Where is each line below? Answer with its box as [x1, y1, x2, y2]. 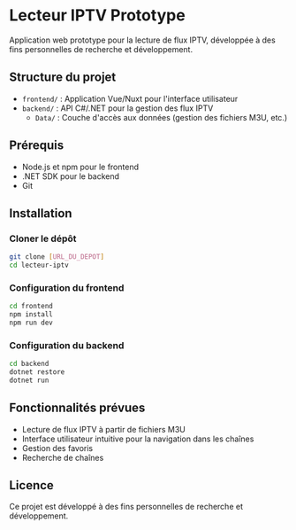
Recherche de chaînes [21, 452, 104, 463]
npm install [9, 310, 53, 319]
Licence [9, 478, 55, 493]
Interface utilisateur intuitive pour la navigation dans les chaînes [21, 433, 254, 444]
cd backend [9, 360, 49, 369]
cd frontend [9, 302, 53, 311]
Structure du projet [9, 70, 117, 85]
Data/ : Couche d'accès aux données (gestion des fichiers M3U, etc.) [34, 112, 288, 122]
